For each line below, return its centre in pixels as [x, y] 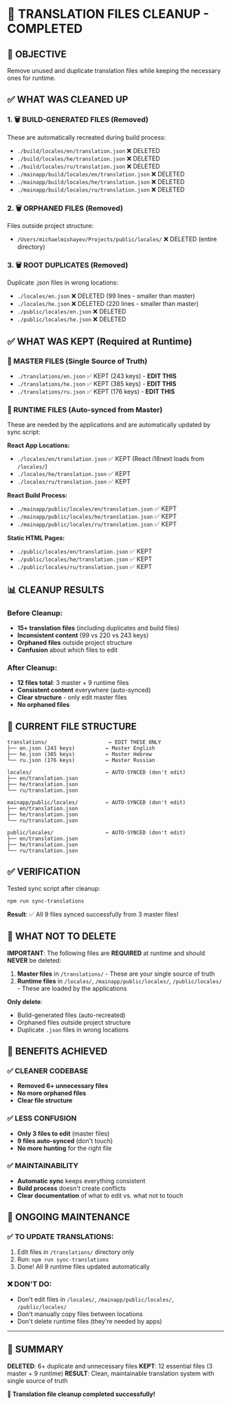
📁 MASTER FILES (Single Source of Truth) [77, 361]
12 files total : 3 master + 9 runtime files [73, 683]
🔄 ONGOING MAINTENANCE [69, 1217]
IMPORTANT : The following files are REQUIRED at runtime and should [106, 953]
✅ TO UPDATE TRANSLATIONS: [60, 1237]
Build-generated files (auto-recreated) [71, 1015]
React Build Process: [37, 495]
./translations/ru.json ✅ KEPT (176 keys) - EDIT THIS [96, 391]
